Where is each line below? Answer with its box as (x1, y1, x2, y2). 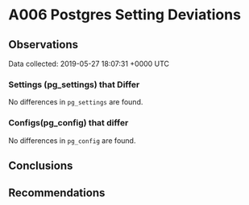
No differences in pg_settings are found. (8, 97, 143, 107)
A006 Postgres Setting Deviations (8, 6, 242, 24)
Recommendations (8, 187, 106, 200)
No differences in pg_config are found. (8, 135, 136, 146)
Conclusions (8, 158, 73, 172)
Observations (8, 38, 79, 51)
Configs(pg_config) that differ (8, 117, 129, 129)
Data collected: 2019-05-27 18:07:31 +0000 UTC (8, 59, 170, 68)
